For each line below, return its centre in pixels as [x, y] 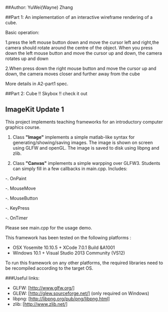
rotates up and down [27, 59]
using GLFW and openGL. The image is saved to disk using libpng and [86, 148]
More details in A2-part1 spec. [37, 84]
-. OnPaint [16, 178]
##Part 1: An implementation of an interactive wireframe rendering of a [79, 17]
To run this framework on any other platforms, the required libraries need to [84, 263]
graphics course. [23, 127]
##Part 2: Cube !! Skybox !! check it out [46, 93]
